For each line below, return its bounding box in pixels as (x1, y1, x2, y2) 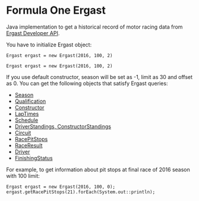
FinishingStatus (14, 154, 53, 161)
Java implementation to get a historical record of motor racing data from (6, 23, 183, 30)
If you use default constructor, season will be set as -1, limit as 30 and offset (6, 73, 193, 80)
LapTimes (14, 110, 39, 117)
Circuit (14, 129, 31, 136)
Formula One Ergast (6, 4, 106, 17)
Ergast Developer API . (6, 29, 60, 36)
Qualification (14, 98, 46, 105)
